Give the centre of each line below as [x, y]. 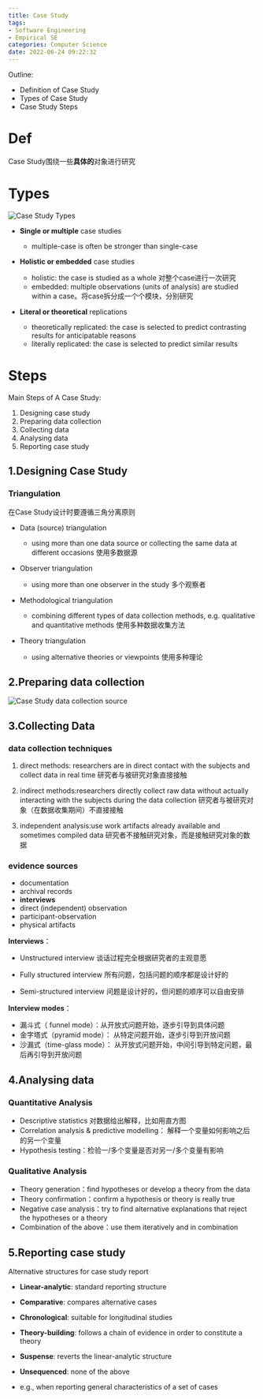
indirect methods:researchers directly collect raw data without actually [134, 791]
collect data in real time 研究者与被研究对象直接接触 [103, 775]
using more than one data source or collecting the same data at [134, 543]
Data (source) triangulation [63, 527]
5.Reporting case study [67, 1253]
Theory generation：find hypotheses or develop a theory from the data [135, 1189]
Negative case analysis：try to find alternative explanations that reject [133, 1209]
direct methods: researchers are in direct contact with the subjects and [135, 765]
